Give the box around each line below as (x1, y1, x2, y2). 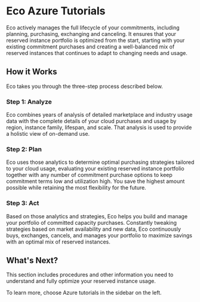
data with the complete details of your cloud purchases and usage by (6, 118, 177, 125)
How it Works (6, 67, 57, 77)
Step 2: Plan (6, 145, 42, 153)
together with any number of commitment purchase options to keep (6, 172, 173, 179)
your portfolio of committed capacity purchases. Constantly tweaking (6, 219, 177, 226)
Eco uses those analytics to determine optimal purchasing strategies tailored (6, 158, 195, 166)
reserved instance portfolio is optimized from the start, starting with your (6, 36, 185, 44)
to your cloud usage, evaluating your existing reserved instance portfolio (6, 165, 184, 172)
